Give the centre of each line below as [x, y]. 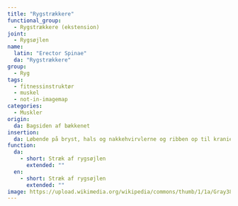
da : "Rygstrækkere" [42, 60]
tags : [15, 80]
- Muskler [28, 113]
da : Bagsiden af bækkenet [52, 126]
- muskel [27, 93]
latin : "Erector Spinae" [50, 54]
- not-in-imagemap [41, 100]
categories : [25, 106]
